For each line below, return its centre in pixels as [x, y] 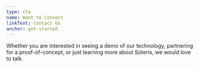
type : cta [19, 12]
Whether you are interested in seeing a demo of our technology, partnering [100, 46]
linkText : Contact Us [34, 23]
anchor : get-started [32, 29]
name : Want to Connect [35, 18]
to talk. [15, 59]
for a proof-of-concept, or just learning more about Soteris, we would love [99, 53]
